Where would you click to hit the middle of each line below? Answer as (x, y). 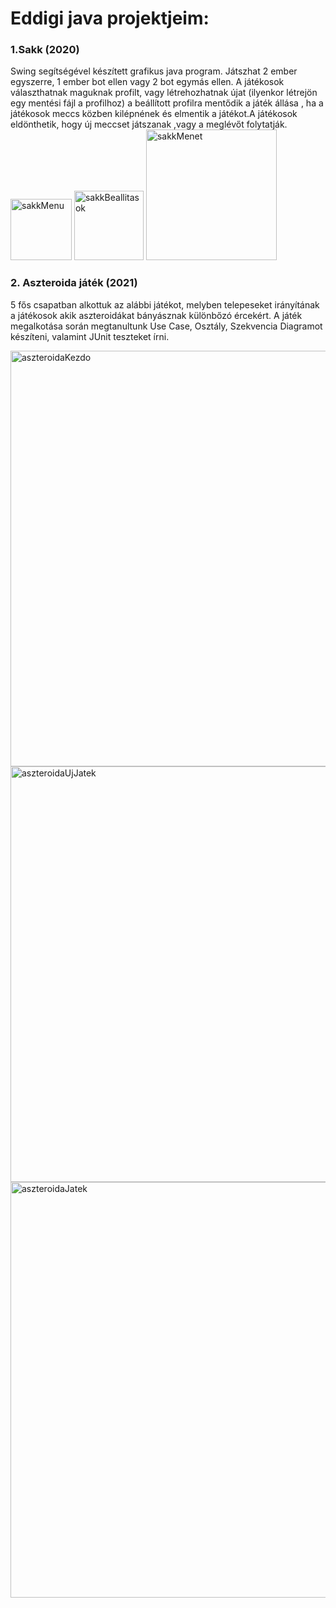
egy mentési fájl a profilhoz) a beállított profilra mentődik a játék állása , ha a (167, 103)
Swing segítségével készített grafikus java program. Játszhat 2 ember (154, 71)
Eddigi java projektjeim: (110, 18)
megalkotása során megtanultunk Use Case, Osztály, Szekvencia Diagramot (166, 326)
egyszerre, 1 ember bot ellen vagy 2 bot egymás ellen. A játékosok (147, 82)
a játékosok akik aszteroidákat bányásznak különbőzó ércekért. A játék (156, 315)
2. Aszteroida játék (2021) (74, 283)
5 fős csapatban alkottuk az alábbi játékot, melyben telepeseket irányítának (165, 304)
